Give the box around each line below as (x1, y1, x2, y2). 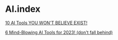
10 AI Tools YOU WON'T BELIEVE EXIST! (5, 20, 88, 26)
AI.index (5, 3, 41, 15)
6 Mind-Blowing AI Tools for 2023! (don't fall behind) (5, 29, 113, 35)
